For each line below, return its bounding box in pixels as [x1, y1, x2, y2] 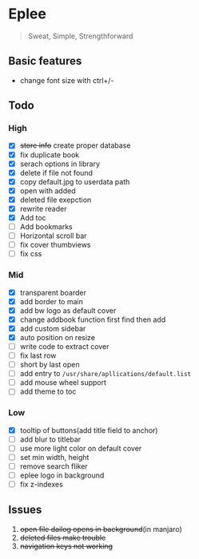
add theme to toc [19, 387, 77, 396]
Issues [8, 503, 42, 517]
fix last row [19, 351, 57, 360]
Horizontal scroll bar [19, 231, 87, 240]
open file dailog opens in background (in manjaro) [19, 524, 182, 533]
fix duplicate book [19, 149, 80, 160]
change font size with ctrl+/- [19, 75, 114, 85]
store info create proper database [19, 141, 131, 150]
